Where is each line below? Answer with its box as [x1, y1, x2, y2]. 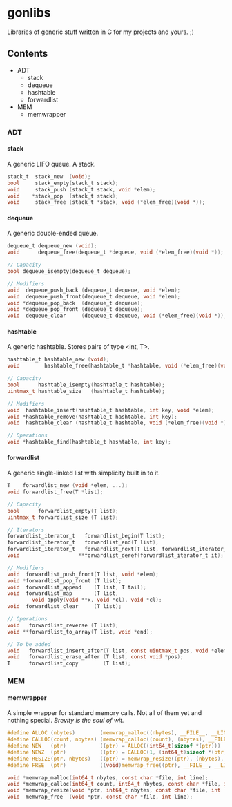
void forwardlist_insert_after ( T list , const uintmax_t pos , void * [7, 647, 215, 654]
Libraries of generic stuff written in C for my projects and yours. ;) [7, 28, 195, 36]
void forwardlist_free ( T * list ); [7, 488, 104, 495]
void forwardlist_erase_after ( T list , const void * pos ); [7, 654, 184, 661]
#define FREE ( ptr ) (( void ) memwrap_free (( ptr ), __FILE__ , [7, 761, 212, 768]
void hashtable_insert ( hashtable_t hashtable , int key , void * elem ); [7, 406, 215, 414]
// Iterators [7, 526, 45, 533]
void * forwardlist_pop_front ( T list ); [7, 577, 122, 585]
